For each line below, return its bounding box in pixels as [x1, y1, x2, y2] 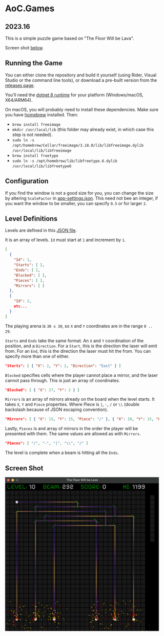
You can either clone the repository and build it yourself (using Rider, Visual [5, 72, 157, 78]
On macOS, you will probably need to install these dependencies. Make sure [5, 106, 159, 113]
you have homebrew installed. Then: [5, 112, 78, 117]
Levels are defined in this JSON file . [5, 227, 77, 233]
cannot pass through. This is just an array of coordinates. [5, 377, 121, 383]
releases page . [5, 82, 35, 88]
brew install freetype [12, 153, 59, 158]
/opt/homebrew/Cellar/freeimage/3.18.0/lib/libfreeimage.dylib [12, 143, 144, 148]
